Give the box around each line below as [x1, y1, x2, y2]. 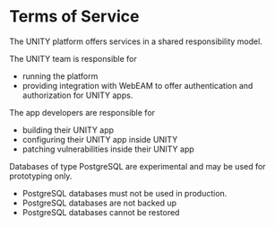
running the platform [21, 70, 99, 82]
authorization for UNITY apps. [21, 90, 133, 100]
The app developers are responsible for [9, 107, 155, 118]
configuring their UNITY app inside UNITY [21, 134, 178, 144]
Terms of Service [9, 6, 140, 27]
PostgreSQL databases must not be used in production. [21, 188, 228, 198]
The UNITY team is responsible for [9, 53, 137, 64]
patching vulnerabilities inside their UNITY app [21, 144, 194, 154]
